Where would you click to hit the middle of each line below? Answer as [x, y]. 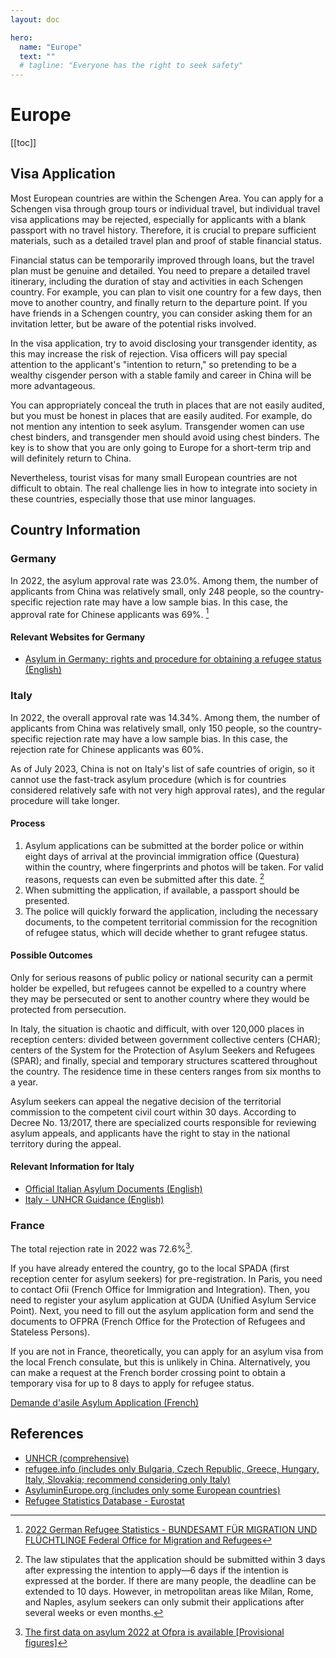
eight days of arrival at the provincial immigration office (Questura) [162, 856]
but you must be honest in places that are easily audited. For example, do [161, 415]
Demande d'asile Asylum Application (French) [105, 1402]
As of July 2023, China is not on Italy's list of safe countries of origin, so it [162, 768]
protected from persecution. [68, 1009]
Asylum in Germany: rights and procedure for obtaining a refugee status [173, 659]
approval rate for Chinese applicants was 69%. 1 [110, 613]
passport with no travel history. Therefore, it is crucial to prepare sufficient [163, 230]
